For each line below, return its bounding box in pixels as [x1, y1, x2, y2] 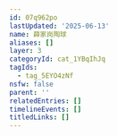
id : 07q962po [9, 13, 58, 22]
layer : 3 [9, 47, 42, 55]
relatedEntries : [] [9, 96, 82, 106]
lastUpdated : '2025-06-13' [9, 21, 110, 30]
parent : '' [9, 88, 50, 97]
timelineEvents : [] [9, 105, 82, 114]
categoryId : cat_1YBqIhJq [9, 55, 105, 64]
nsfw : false [9, 80, 54, 89]
